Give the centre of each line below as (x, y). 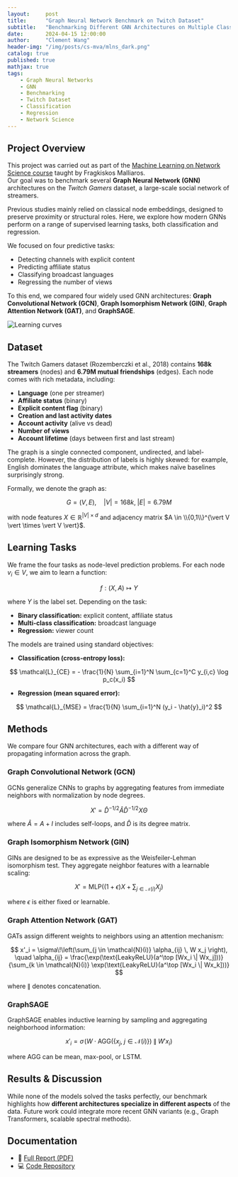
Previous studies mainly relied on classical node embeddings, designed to (115, 210)
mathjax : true (28, 67)
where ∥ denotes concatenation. (54, 986)
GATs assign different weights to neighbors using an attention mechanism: (116, 935)
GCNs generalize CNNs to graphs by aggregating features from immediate (116, 787)
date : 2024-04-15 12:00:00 (57, 34)
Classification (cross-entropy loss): (71, 658)
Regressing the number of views (65, 282)
